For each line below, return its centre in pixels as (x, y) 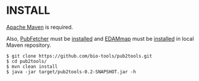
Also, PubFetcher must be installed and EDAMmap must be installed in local (100, 38)
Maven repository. (29, 45)
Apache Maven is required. (40, 27)
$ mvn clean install (32, 67)
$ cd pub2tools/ (27, 61)
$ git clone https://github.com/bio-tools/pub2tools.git (79, 56)
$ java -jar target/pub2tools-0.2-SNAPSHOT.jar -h (71, 72)
